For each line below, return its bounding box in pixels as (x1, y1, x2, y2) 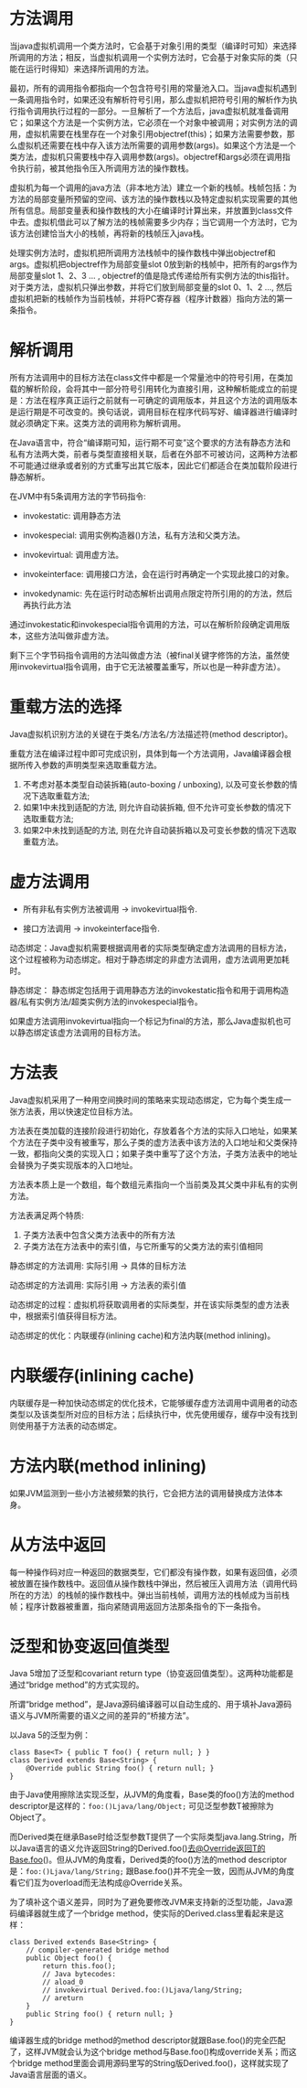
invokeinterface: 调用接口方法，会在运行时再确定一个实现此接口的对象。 (22, 568, 294, 579)
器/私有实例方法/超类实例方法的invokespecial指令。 (9, 996, 203, 1007)
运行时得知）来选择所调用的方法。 (25, 63, 153, 74)
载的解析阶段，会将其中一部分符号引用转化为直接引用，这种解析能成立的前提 (9, 383, 298, 394)
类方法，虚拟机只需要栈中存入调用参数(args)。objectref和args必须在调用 (9, 151, 283, 162)
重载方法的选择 (9, 697, 122, 718)
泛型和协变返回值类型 (9, 1636, 171, 1656)
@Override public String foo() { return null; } (26, 1764, 215, 1773)
